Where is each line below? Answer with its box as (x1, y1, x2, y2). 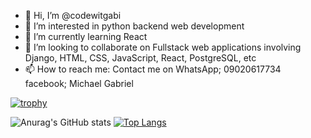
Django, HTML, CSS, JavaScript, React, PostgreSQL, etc (24, 52, 257, 64)
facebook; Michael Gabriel (24, 78, 134, 89)
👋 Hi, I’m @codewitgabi (24, 10, 122, 21)
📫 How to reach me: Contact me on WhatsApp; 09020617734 (24, 63, 282, 75)
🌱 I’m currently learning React (24, 31, 148, 42)
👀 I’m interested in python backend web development (24, 20, 245, 32)
